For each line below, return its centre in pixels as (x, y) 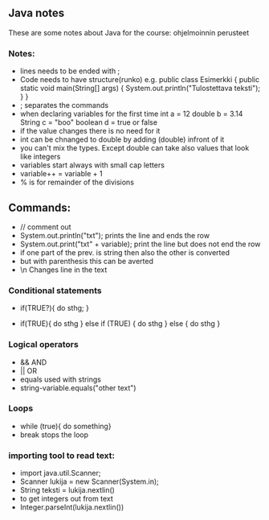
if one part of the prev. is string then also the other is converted (125, 252)
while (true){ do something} (65, 426)
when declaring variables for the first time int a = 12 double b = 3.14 (131, 114)
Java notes (37, 13)
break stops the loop (54, 435)
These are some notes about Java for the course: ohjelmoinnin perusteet (129, 32)
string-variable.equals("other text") (78, 388)
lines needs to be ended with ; (70, 71)
